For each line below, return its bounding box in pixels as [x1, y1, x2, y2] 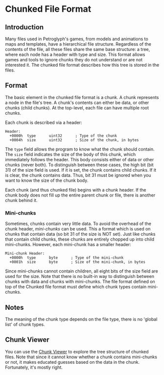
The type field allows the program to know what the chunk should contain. [5, 146, 155, 152]
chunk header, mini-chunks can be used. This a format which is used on [5, 226, 151, 232]
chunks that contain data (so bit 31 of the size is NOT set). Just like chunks [5, 231, 156, 237]
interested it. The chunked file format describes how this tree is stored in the [5, 62, 160, 68]
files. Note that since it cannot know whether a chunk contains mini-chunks [5, 354, 158, 360]
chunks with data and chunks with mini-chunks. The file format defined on [5, 278, 155, 285]
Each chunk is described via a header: [5, 119, 82, 125]
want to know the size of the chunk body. [5, 177, 89, 183]
